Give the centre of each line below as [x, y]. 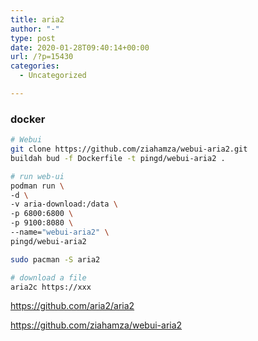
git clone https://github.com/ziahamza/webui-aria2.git [129, 149]
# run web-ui [37, 176]
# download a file [48, 277]
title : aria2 [37, 19]
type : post [33, 38]
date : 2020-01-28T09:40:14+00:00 [80, 47]
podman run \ [37, 186]
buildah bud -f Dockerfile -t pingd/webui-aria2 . [118, 158]
